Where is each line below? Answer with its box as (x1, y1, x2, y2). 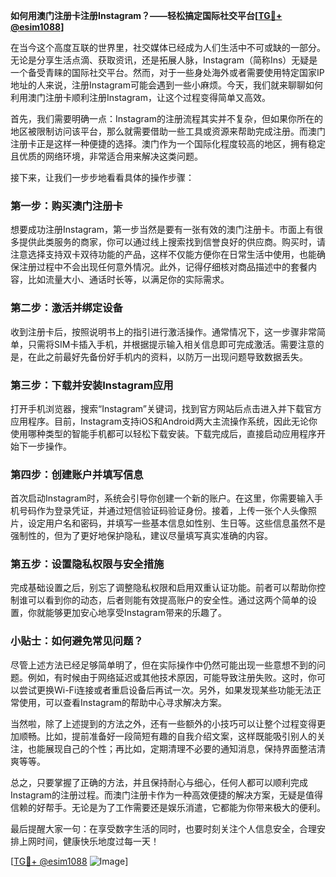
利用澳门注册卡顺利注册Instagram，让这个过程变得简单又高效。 (10, 92, 271, 103)
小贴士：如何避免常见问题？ (10, 634, 144, 648)
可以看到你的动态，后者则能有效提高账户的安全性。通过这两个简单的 (27, 594, 308, 606)
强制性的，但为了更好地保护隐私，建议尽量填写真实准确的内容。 (10, 530, 273, 542)
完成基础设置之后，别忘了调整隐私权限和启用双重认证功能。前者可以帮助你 (10, 582, 317, 594)
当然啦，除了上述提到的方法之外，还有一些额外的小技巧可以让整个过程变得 (10, 717, 317, 729)
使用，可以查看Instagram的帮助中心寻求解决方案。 (18, 696, 227, 708)
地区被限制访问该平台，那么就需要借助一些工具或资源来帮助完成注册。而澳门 (10, 125, 326, 137)
